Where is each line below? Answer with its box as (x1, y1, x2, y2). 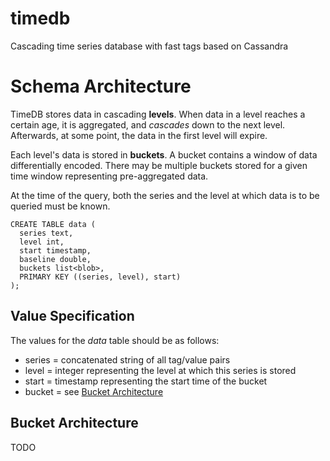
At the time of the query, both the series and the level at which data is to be (10, 189, 320, 201)
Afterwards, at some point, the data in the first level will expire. (10, 129, 268, 141)
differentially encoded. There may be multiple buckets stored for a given (10, 159, 308, 171)
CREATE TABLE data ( (10, 219, 97, 229)
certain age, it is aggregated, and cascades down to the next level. (10, 118, 286, 131)
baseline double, (19, 254, 92, 264)
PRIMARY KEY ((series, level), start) (19, 272, 182, 282)
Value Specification (10, 308, 135, 325)
